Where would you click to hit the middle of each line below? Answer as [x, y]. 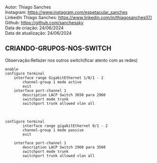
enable [12, 69]
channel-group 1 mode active [52, 82]
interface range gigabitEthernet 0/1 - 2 [65, 126]
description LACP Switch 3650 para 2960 [64, 95]
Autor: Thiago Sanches [28, 7]
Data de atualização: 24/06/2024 [39, 33]
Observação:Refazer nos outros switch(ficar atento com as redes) [71, 60]
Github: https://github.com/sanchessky [44, 23]
